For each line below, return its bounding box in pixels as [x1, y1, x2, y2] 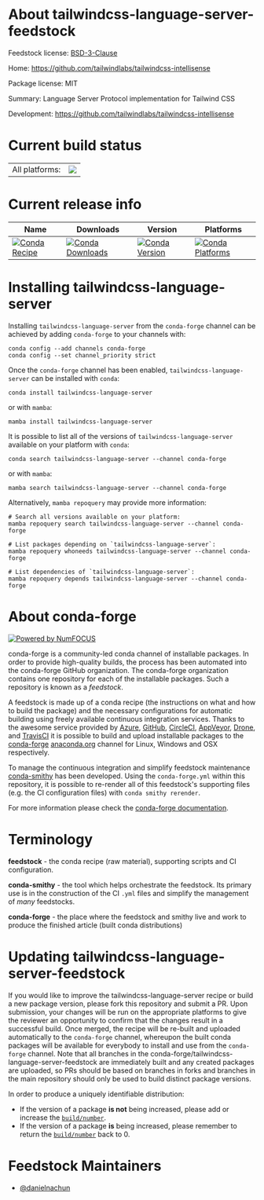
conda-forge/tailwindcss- [150, 1048, 233, 1058]
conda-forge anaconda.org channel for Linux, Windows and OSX [8, 739, 218, 748]
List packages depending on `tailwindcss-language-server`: [15, 540, 216, 548]
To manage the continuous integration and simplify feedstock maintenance [8, 763, 251, 772]
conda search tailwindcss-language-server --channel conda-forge [8, 455, 226, 463]
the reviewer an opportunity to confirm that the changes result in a [8, 1015, 224, 1025]
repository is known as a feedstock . [8, 682, 124, 692]
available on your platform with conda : [8, 440, 130, 449]
